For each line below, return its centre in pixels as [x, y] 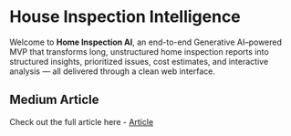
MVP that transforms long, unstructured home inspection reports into [139, 51]
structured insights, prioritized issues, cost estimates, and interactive [139, 61]
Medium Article [54, 100]
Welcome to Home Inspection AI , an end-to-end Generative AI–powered [146, 42]
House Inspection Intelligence [125, 17]
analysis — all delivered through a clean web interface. [113, 71]
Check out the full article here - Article [82, 121]
